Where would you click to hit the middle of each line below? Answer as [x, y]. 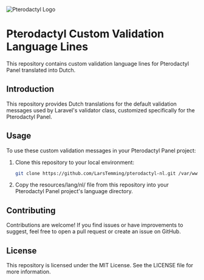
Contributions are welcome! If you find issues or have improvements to [95, 225]
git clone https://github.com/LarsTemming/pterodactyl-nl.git [95, 173]
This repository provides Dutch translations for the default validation [92, 104]
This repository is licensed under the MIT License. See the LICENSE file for [100, 265]
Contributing [31, 210]
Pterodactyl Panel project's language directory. [74, 191]
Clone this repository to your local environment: [75, 162]
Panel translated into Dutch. [41, 70]
